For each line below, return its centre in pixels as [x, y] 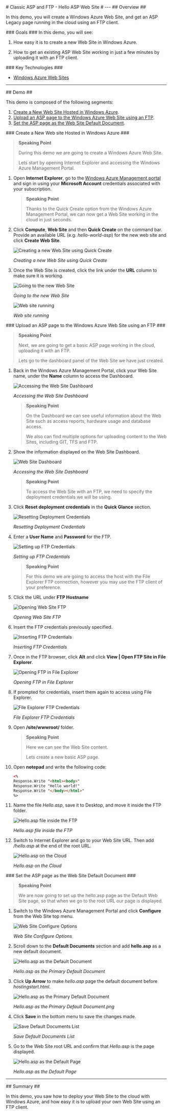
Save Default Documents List [44, 1037]
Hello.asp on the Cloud [37, 866]
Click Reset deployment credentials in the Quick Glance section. [82, 507]
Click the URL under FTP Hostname [51, 597]
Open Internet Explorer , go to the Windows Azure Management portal [87, 178]
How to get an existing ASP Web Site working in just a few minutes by [86, 52]
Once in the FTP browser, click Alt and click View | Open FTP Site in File [90, 657]
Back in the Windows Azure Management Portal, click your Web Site [85, 370]
